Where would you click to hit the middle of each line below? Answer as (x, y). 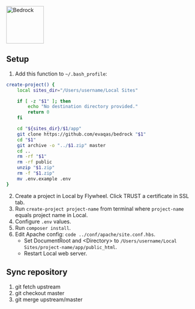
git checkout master (40, 293)
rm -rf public (34, 162)
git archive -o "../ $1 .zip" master (61, 145)
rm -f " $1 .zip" (36, 173)
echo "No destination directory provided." (83, 107)
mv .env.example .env (44, 179)
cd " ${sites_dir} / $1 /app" (49, 129)
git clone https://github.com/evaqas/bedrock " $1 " (82, 134)
